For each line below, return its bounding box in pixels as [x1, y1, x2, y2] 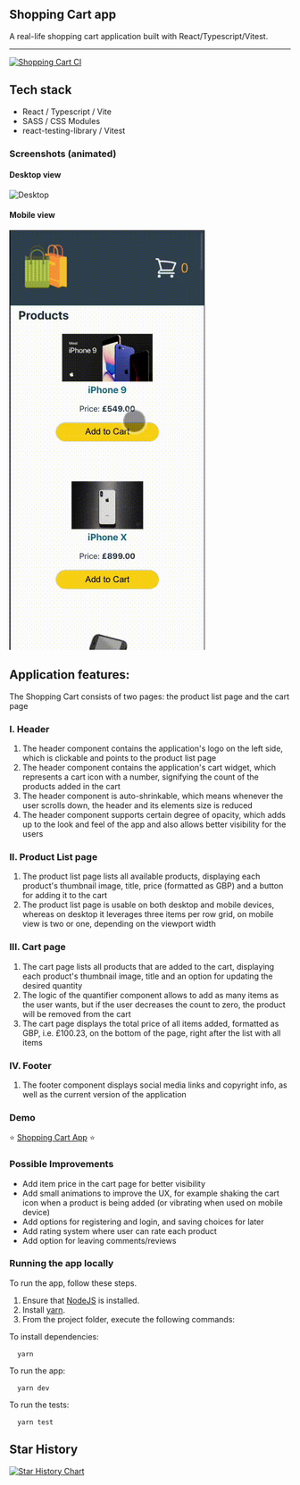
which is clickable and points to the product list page [21, 753, 217, 763]
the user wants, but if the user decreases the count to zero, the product [21, 999, 286, 1010]
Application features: [9, 667, 130, 682]
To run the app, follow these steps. [9, 1277, 137, 1289]
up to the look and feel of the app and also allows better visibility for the [21, 819, 287, 830]
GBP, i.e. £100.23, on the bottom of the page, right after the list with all [21, 1027, 281, 1039]
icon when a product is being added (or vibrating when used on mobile [21, 1197, 283, 1208]
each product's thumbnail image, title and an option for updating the [21, 971, 273, 981]
